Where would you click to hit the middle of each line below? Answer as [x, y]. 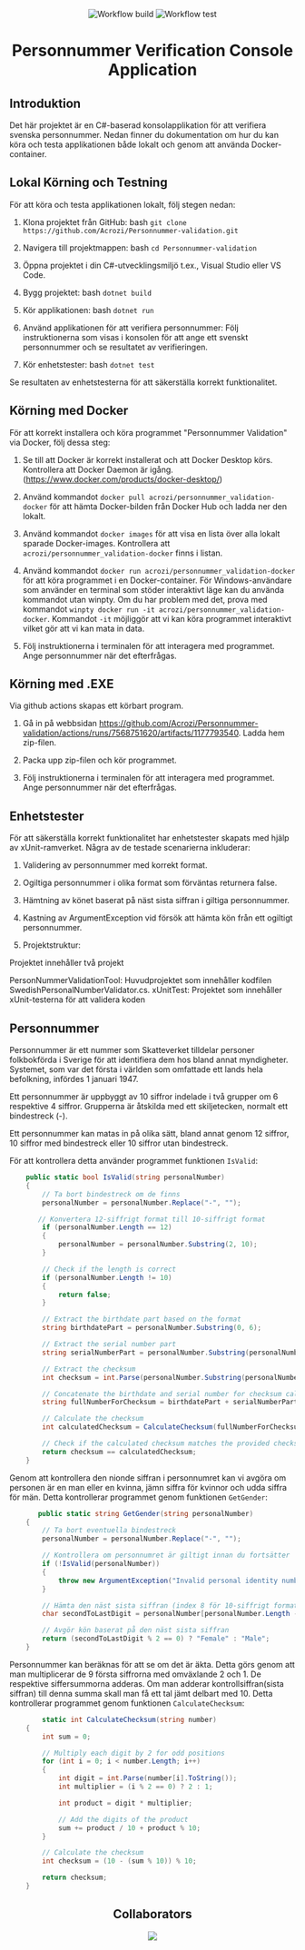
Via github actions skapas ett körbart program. [97, 706]
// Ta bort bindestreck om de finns [111, 1194]
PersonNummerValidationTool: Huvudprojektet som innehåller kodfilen [141, 980]
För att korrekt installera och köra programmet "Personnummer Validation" [148, 432]
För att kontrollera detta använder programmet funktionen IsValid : [134, 1161]
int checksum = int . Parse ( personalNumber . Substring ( [144, 1377]
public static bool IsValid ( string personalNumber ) [125, 1177]
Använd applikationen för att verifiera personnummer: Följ [130, 328]
